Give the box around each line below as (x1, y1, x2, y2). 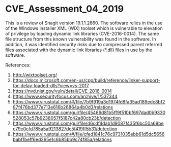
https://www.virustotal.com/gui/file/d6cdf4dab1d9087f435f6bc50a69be (12, 120, 164, 126)
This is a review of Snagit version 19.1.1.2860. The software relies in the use (5, 20, 163, 26)
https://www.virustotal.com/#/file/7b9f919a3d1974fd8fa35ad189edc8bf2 (12, 98, 165, 104)
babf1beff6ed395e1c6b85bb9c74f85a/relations (12, 136, 112, 142)
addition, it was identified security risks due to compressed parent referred (5, 41, 163, 47)
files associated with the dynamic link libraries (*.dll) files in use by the (5, 47, 153, 53)
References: (5, 62, 31, 68)
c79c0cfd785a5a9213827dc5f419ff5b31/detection (12, 125, 118, 132)
